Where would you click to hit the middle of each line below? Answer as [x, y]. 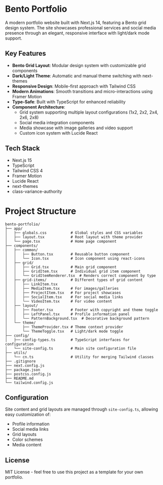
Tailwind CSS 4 [27, 170]
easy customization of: [28, 415]
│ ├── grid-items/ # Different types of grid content [74, 280]
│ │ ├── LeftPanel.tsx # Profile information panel [68, 314]
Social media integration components [57, 122]
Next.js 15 [22, 160]
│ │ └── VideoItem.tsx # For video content [59, 301]
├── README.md [20, 378]
